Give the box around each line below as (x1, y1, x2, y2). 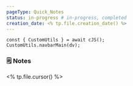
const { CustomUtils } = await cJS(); (6, 37, 105, 43)
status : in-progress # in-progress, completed (6, 15, 127, 21)
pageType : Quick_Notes (6, 9, 64, 15)
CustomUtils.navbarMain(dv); (6, 42, 81, 49)
